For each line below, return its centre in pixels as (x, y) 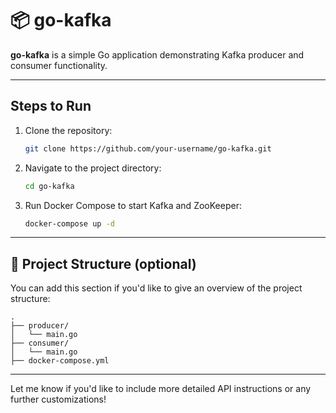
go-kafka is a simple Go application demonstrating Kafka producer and (157, 54)
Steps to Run (51, 106)
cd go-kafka (49, 186)
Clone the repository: (68, 130)
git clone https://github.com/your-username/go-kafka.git (148, 148)
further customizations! (58, 399)
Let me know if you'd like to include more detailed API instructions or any (161, 389)
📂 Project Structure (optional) (103, 263)
